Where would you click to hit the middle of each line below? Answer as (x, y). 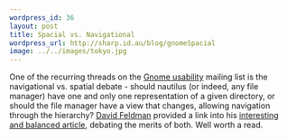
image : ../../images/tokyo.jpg (68, 51)
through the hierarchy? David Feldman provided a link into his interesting (144, 116)
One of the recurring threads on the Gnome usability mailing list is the (139, 77)
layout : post (34, 26)
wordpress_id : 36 (42, 18)
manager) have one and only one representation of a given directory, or (142, 97)
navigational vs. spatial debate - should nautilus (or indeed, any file (134, 87)
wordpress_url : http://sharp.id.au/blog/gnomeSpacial (113, 43)
